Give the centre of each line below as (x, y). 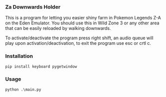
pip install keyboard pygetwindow (41, 66)
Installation (19, 56)
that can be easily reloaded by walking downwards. (58, 28)
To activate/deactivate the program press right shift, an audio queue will (79, 38)
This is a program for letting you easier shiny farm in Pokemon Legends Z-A (83, 18)
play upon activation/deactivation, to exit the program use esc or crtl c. (78, 43)
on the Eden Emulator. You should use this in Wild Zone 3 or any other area (82, 23)
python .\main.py (23, 90)
